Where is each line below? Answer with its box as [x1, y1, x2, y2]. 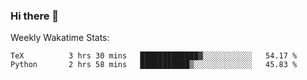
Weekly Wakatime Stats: [10, 32, 110, 44]
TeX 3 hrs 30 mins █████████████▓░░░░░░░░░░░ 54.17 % [10, 51, 298, 61]
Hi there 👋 [10, 9, 60, 23]
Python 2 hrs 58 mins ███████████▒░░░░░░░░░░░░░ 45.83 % [10, 60, 298, 70]
